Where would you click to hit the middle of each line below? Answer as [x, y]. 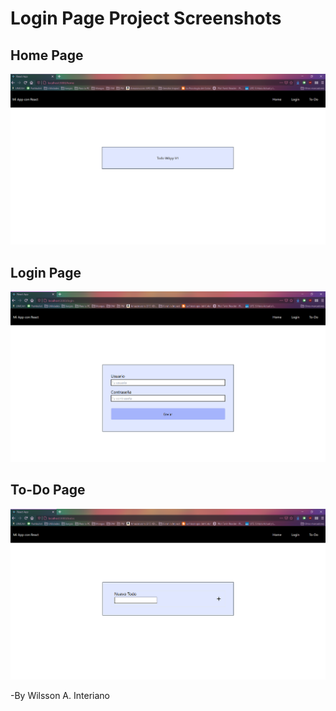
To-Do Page [48, 490]
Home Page [47, 55]
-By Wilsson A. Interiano [60, 696]
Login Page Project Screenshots [146, 18]
